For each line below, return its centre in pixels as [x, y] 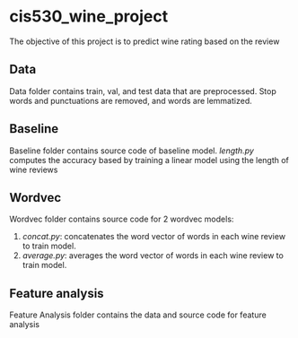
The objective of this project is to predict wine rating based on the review [145, 41]
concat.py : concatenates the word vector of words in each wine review [153, 237]
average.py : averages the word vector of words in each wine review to [153, 256]
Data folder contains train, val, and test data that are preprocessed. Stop [143, 91]
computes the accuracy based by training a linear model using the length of [149, 160]
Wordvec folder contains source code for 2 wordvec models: [122, 219]
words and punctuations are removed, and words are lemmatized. [131, 100]
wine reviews [34, 169]
